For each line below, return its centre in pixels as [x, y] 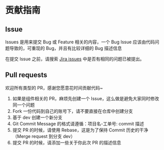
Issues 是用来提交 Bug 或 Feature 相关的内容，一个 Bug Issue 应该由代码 [80, 42]
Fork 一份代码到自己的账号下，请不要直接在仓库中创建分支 [73, 111]
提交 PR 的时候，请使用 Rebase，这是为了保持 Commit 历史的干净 [80, 130]
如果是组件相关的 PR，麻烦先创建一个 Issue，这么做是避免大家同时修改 [86, 98]
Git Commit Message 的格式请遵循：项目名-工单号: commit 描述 [78, 123]
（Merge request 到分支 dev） [44, 136]
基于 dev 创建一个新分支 [37, 117]
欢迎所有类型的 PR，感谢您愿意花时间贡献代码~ [54, 88]
